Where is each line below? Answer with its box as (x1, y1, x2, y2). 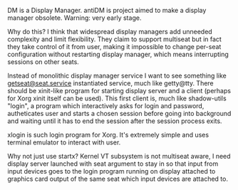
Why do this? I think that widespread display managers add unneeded (7, 28, 212, 36)
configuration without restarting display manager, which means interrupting (7, 50, 229, 58)
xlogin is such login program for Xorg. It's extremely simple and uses (7, 131, 209, 139)
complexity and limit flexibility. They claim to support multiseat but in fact (7, 35, 222, 43)
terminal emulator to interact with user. (7, 138, 121, 147)
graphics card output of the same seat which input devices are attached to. (7, 174, 228, 183)
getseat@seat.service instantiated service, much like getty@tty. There (7, 79, 214, 88)
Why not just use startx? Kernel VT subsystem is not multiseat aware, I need (7, 152, 231, 160)
